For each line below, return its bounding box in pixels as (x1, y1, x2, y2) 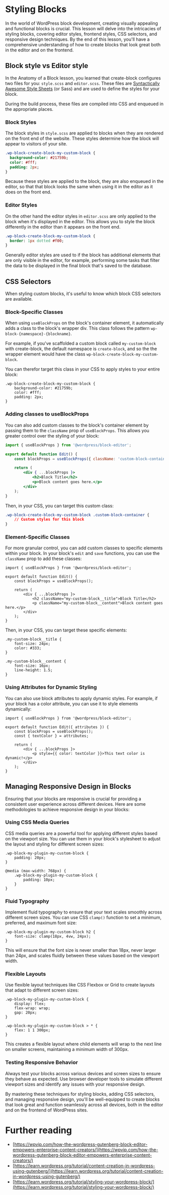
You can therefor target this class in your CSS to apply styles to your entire (5, 366, 160, 372)
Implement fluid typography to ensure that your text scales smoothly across (5, 909, 162, 915)
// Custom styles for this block (14, 517, 84, 522)
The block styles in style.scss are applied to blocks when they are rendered (5, 130, 163, 136)
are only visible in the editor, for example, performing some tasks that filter (5, 257, 160, 263)
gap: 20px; (14, 1010, 37, 1015)
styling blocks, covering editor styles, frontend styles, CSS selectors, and (5, 31, 157, 37)
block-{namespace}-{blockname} (5, 331, 71, 337)
